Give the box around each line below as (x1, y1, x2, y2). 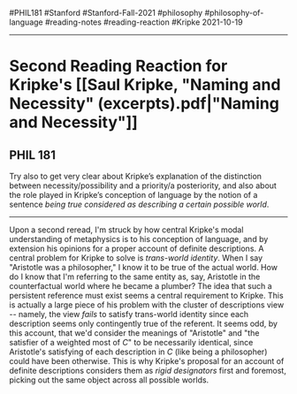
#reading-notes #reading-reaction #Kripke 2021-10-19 (44, 17, 243, 27)
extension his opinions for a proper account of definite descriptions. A (9, 243, 264, 254)
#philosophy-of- (204, 8, 264, 18)
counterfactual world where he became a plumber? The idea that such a (9, 281, 272, 291)
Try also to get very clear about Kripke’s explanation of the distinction (9, 171, 263, 181)
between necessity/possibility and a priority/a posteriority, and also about (9, 180, 277, 191)
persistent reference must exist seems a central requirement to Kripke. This (9, 291, 285, 300)
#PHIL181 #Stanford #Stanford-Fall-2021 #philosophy (9, 8, 203, 18)
